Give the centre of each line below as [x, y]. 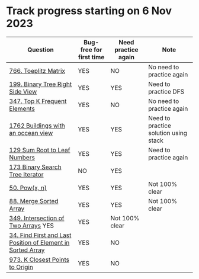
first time [91, 57]
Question [41, 50]
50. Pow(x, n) [28, 188]
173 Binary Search [35, 167]
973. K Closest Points [39, 259]
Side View [23, 91]
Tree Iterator [26, 174]
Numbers [22, 157]
